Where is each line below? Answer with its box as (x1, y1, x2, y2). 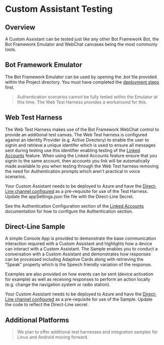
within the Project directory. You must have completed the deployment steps (5, 79, 160, 85)
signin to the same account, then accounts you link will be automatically (5, 157, 150, 163)
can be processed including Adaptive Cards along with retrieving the (5, 256, 143, 262)
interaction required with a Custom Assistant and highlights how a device (5, 241, 153, 247)
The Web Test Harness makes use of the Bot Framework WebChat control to (5, 126, 159, 132)
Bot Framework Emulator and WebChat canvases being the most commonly (5, 41, 158, 47)
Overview (5, 23, 36, 31)
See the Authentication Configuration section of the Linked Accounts (5, 203, 144, 209)
